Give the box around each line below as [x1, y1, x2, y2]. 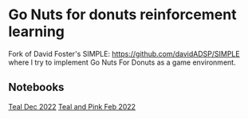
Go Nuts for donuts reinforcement [8, 6, 237, 24]
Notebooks [8, 81, 65, 94]
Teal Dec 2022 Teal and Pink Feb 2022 [8, 101, 136, 111]
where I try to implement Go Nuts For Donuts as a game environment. [8, 58, 237, 67]
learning [8, 22, 65, 41]
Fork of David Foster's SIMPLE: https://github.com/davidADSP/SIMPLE [8, 49, 241, 58]
